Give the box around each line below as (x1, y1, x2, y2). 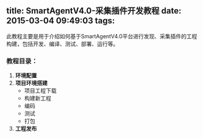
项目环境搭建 (15, 80, 48, 87)
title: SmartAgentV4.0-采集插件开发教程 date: (6, 5, 182, 16)
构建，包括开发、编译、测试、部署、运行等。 (6, 40, 119, 47)
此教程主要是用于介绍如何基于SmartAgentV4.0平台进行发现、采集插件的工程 (6, 32, 198, 40)
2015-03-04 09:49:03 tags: (6, 16, 115, 26)
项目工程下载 (24, 87, 57, 94)
